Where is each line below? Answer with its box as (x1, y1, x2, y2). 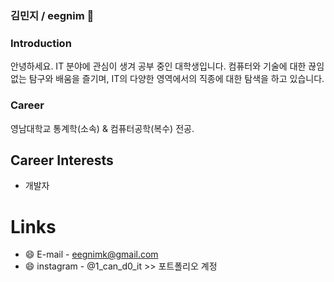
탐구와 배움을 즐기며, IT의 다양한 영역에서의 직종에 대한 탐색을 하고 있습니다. (28, 73, 325, 85)
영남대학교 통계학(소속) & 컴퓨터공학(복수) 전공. (10, 122, 195, 134)
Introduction (10, 36, 72, 50)
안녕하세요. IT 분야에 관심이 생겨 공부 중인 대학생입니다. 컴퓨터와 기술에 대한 (10, 60, 307, 72)
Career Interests (10, 152, 114, 169)
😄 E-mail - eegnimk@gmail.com (24, 248, 159, 261)
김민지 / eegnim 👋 (10, 8, 95, 22)
